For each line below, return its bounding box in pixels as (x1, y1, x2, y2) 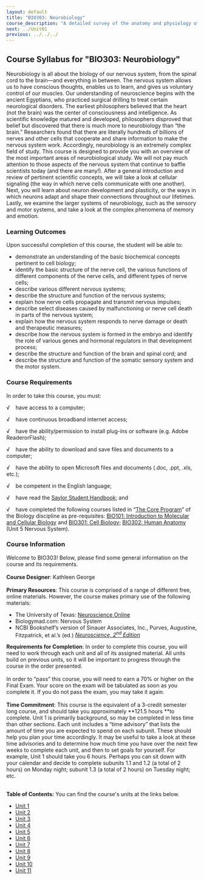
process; (15, 344, 38, 351)
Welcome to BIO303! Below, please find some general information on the (6, 554, 188, 561)
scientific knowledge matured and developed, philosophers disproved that (6, 115, 192, 122)
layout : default (6, 9, 47, 15)
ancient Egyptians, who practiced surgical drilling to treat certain (6, 95, 168, 103)
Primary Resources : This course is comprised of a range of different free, (6, 586, 191, 594)
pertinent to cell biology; (15, 260, 76, 267)
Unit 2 (15, 809, 30, 816)
